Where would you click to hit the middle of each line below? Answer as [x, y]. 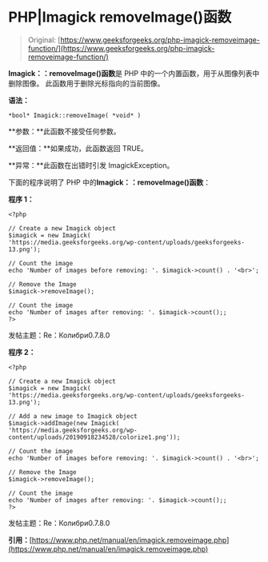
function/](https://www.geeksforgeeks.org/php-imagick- [121, 48]
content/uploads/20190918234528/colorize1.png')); [94, 437]
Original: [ [44, 40]
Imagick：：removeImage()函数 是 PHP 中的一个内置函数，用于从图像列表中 [134, 73]
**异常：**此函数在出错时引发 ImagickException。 [91, 165]
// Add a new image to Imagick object [73, 416]
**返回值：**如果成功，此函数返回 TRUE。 [78, 148]
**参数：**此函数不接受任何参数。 [65, 131]
